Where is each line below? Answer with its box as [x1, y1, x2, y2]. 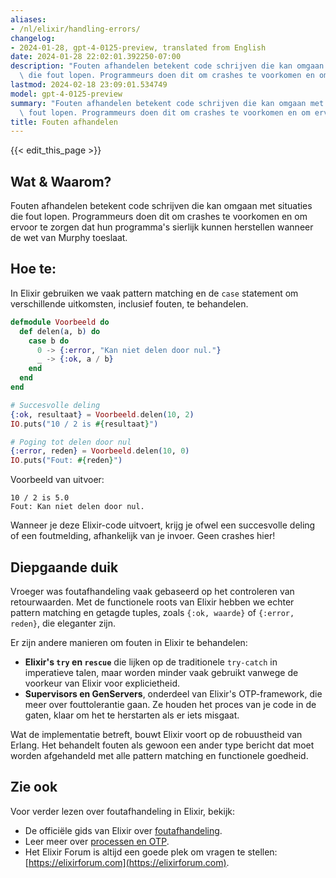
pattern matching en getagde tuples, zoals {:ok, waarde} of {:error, [10, 606, 295, 618]
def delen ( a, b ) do [19, 326, 101, 336]
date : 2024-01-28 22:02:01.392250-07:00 [10, 52, 182, 62]
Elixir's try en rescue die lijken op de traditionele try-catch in [24, 656, 278, 668]
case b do [28, 336, 70, 346]
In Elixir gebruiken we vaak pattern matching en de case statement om [10, 287, 299, 299]
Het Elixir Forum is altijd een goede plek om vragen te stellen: [24, 846, 278, 858]
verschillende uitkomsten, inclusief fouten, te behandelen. [10, 297, 249, 310]
